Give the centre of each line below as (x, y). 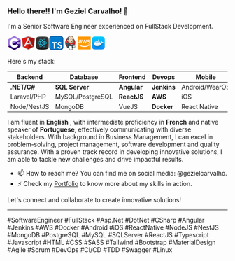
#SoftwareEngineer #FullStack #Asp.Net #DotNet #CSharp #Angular (106, 220)
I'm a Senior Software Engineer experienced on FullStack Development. (110, 27)
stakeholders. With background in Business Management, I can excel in (110, 137)
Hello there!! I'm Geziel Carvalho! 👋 (68, 11)
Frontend (132, 77)
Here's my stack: (31, 62)
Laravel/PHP (28, 97)
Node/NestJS (30, 106)
